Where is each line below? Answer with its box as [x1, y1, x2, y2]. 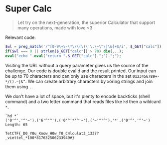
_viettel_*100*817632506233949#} [5, 135, 75, 140]
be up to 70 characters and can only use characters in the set [5, 73, 132, 79]
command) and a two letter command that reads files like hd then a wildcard [5, 98, 161, 105]
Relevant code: [5, 34, 36, 40]
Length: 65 [5, 122, 28, 127]
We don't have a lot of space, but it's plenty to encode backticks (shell [5, 93, 150, 99]
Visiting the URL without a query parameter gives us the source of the [5, 62, 149, 68]
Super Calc [5, 3, 52, 14]
